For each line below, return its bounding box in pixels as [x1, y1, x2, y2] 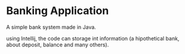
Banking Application [6, 4, 109, 18]
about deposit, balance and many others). [6, 41, 109, 48]
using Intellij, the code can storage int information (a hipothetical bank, [6, 35, 180, 42]
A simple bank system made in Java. [6, 23, 97, 31]
